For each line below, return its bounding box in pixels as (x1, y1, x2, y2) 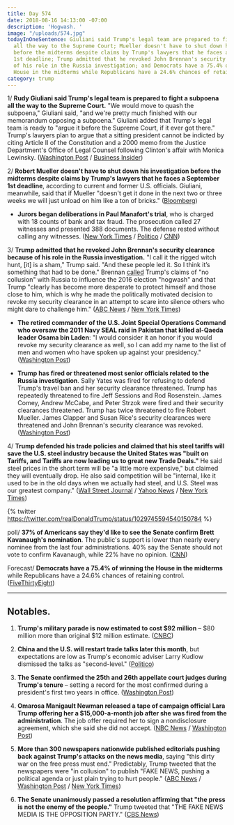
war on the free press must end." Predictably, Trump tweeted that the (17, 759, 217, 768)
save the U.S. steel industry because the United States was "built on (7, 449, 209, 457)
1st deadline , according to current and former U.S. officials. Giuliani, (7, 182, 203, 190)
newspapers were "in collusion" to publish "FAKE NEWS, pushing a (17, 767, 210, 775)
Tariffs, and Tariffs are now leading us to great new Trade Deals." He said (7, 457, 223, 465)
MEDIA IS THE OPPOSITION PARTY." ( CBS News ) (17, 810, 159, 819)
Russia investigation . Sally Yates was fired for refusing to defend (17, 377, 205, 385)
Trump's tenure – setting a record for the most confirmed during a (17, 681, 208, 689)
